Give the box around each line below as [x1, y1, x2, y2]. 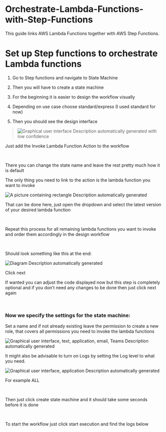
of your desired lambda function [5, 207, 71, 213]
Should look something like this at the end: [5, 250, 92, 256]
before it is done [5, 402, 39, 408]
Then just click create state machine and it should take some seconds [5, 397, 148, 403]
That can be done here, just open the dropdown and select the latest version [5, 201, 162, 207]
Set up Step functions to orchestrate [5, 48, 158, 59]
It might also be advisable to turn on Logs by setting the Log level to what [5, 353, 155, 359]
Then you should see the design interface [12, 118, 98, 124]
